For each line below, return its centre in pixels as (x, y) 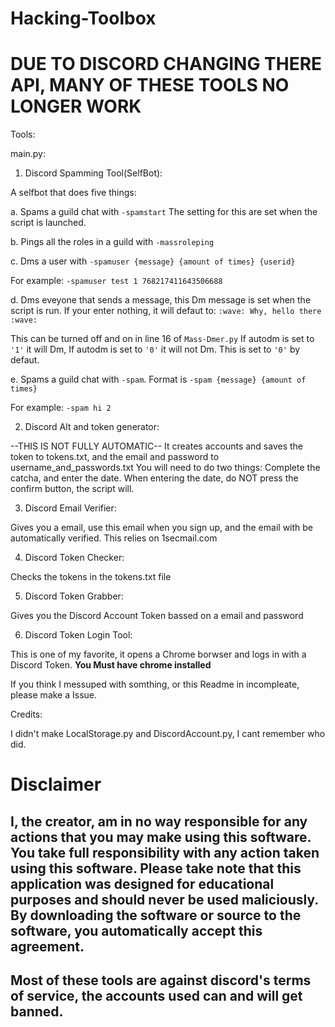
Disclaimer (56, 784)
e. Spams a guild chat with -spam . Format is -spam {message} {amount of (158, 379)
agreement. (47, 946)
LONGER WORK (76, 106)
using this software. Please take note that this (156, 868)
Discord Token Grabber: (74, 596)
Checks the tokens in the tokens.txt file (91, 577)
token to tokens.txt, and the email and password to (115, 457)
